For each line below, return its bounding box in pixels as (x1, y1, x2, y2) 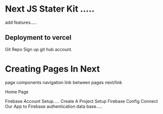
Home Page (5, 89, 29, 95)
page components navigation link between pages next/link (5, 79, 123, 85)
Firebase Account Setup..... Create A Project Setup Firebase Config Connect (5, 98, 158, 104)
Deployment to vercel (5, 33, 72, 42)
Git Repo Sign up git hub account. (5, 46, 73, 52)
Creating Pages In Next (5, 63, 100, 74)
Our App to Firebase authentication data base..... (5, 103, 103, 109)
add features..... (5, 19, 37, 25)
